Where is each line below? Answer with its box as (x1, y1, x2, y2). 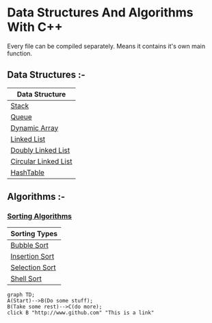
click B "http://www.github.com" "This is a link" (7, 309, 155, 316)
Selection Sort (10, 263, 56, 272)
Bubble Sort (10, 241, 49, 250)
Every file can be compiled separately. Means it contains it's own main (7, 42, 206, 50)
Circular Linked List (10, 156, 72, 166)
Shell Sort (10, 274, 42, 283)
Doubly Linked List (10, 145, 70, 155)
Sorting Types (10, 229, 58, 239)
